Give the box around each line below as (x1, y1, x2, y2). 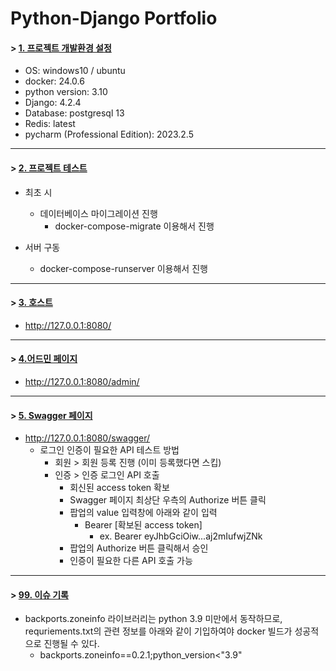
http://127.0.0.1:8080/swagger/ (24, 432, 151, 444)
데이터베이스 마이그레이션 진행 (39, 207, 158, 219)
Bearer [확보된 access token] (84, 519, 203, 531)
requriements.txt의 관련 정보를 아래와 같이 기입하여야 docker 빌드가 (24, 625, 293, 637)
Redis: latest (24, 118, 76, 130)
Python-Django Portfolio (10, 7, 218, 30)
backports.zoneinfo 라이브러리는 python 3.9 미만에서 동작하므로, (24, 613, 283, 625)
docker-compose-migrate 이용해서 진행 (54, 220, 215, 232)
